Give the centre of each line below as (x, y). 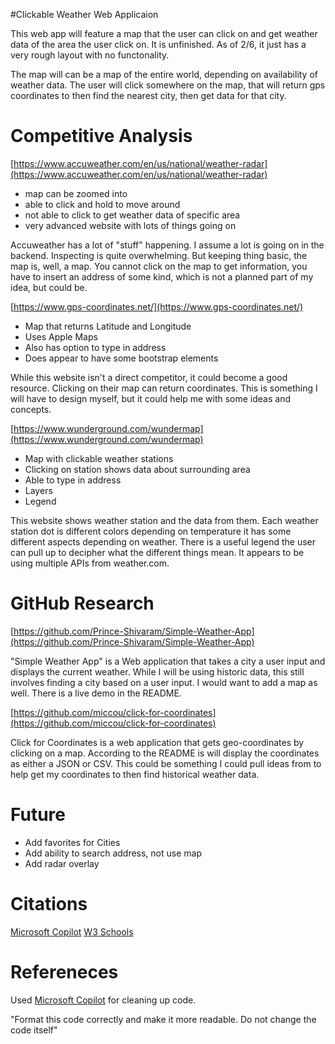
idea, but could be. (49, 287)
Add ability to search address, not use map (113, 853)
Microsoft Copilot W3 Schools (72, 931)
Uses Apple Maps (61, 336)
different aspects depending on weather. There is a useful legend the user (163, 541)
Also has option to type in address (95, 347)
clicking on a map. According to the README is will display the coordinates (165, 753)
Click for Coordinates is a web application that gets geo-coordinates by (157, 742)
